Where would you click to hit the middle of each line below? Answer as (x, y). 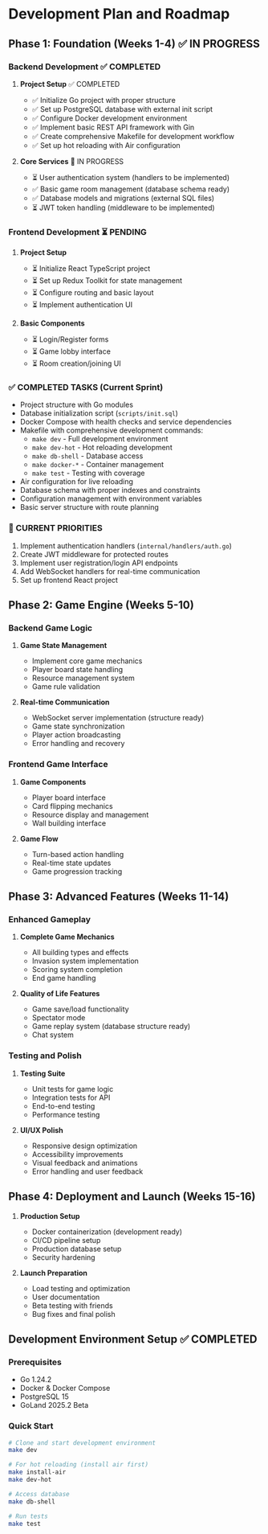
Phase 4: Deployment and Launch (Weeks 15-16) (132, 1197)
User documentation (66, 1297)
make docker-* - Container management (98, 465)
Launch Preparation (54, 1273)
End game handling (64, 978)
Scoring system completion (77, 970)
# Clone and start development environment (82, 1443)
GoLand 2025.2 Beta (54, 1405)
